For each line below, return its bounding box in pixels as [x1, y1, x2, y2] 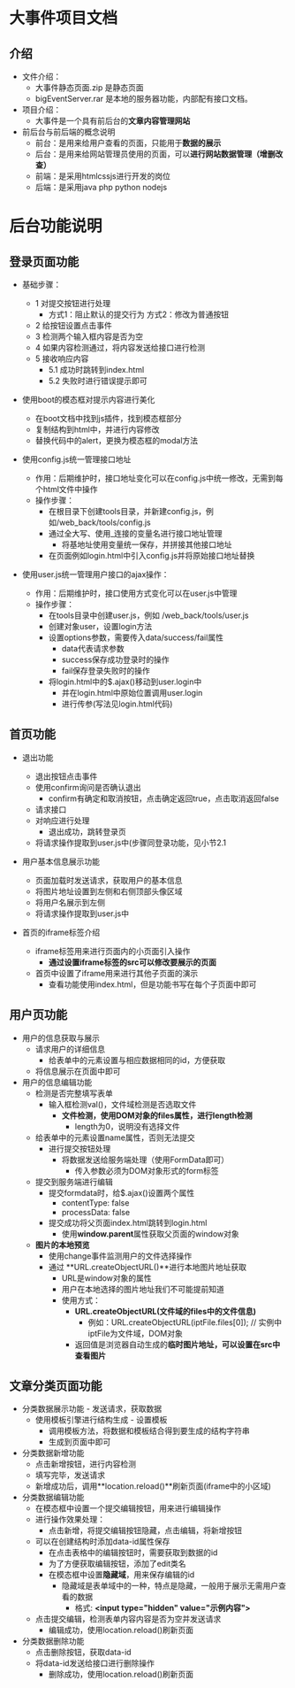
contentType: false [61, 1197, 130, 1208]
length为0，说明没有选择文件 [74, 1121, 181, 1131]
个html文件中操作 [34, 484, 99, 494]
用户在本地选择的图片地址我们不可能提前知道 [61, 1283, 225, 1294]
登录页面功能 [9, 254, 79, 269]
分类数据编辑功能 [21, 1492, 85, 1503]
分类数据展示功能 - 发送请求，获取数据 [21, 1404, 163, 1414]
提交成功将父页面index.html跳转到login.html [48, 1217, 208, 1228]
